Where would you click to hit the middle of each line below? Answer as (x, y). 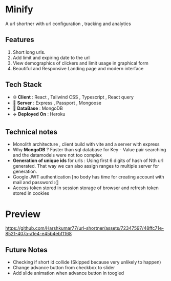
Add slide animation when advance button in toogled (68, 273)
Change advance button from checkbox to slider (64, 268)
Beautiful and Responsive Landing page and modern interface (78, 68)
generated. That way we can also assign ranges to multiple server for (86, 166)
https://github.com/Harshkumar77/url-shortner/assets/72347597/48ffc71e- (85, 228)
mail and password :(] (36, 183)
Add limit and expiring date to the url (51, 57)
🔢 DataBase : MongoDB (38, 108)
